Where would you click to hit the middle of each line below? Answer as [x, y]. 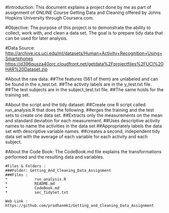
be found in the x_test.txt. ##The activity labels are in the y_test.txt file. [78, 84]
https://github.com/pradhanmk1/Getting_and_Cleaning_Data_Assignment [80, 205]
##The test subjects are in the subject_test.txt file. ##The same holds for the [84, 89]
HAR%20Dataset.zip [26, 69]
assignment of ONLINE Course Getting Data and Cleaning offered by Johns [83, 13]
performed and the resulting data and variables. [55, 157]
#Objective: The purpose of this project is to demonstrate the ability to [78, 28]
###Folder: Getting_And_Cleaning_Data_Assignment [58, 170]
